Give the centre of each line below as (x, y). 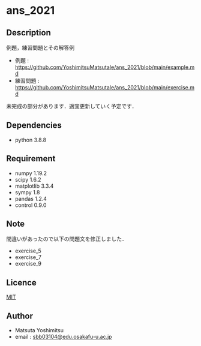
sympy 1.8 (27, 192)
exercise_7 (28, 257)
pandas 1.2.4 (31, 198)
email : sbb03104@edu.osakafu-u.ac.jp (63, 337)
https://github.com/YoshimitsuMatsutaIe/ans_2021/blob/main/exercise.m (105, 87)
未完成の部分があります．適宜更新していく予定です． (72, 106)
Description (28, 33)
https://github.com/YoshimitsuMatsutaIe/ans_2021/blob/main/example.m (105, 67)
